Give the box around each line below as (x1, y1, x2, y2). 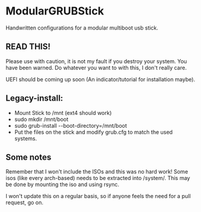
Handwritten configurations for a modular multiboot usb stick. (5, 24, 159, 31)
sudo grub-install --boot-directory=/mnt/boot (14, 122, 127, 129)
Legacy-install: (5, 93, 64, 104)
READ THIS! (5, 42, 51, 52)
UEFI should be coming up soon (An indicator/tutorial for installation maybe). (5, 75, 196, 83)
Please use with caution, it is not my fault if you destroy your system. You (5, 57, 187, 64)
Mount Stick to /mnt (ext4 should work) (14, 109, 112, 116)
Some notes (5, 152, 52, 162)
